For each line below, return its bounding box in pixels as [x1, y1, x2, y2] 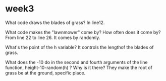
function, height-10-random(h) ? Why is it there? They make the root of [5, 64, 152, 70]
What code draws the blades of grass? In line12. [5, 19, 105, 25]
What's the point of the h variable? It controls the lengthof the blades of [5, 44, 154, 50]
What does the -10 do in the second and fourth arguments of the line [5, 59, 148, 65]
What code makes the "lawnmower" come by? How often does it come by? [5, 29, 161, 35]
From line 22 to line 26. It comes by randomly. [5, 34, 100, 40]
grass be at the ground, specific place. [5, 69, 86, 75]
